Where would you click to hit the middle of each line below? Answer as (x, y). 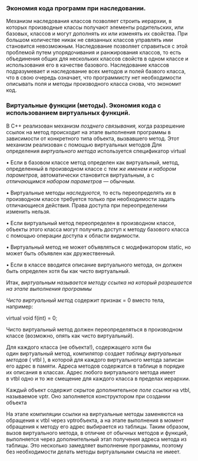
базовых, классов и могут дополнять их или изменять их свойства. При (97, 34)
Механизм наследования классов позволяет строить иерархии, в (89, 21)
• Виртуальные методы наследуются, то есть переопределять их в (91, 193)
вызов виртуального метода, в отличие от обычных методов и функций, (97, 433)
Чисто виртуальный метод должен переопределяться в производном (94, 329)
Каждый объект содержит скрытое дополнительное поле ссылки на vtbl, (98, 390)
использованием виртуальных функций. (68, 113)
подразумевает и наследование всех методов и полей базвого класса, (96, 72)
